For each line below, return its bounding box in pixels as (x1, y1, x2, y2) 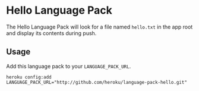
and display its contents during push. (6, 29, 97, 36)
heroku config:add (6, 74, 52, 80)
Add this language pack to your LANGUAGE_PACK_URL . (6, 62, 131, 70)
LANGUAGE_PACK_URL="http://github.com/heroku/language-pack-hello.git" (6, 79, 187, 85)
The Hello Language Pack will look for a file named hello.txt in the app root (6, 23, 193, 30)
